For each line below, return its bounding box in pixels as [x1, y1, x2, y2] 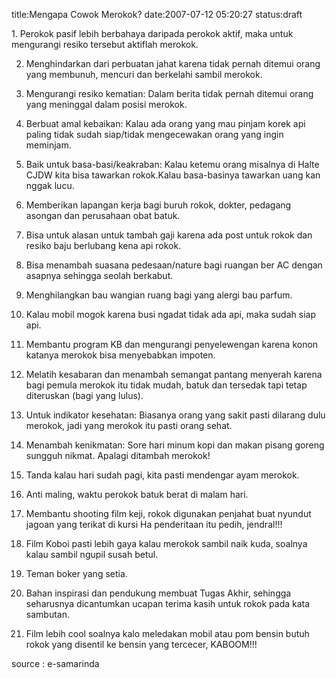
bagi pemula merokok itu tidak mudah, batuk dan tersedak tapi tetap [25, 379, 308, 391]
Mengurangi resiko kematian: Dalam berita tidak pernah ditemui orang [25, 88, 314, 99]
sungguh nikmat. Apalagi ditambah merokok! [25, 450, 211, 461]
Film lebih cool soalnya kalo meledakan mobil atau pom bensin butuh [25, 628, 310, 639]
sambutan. [25, 609, 70, 620]
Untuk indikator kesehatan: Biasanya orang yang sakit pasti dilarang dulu [25, 409, 326, 421]
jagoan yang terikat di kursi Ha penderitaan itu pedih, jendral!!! [25, 519, 283, 530]
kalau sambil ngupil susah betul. [25, 549, 159, 560]
